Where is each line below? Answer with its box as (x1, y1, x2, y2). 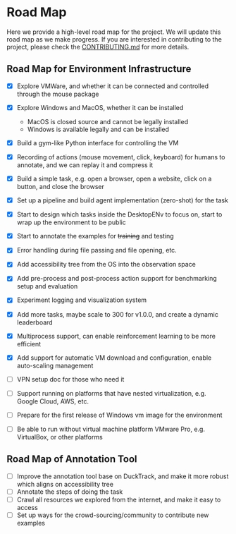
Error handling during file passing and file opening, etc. (16, 246, 177, 255)
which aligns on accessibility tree (16, 480, 114, 488)
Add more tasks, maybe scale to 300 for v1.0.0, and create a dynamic (16, 310, 219, 318)
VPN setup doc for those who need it (16, 375, 125, 383)
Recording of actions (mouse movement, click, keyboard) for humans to (16, 152, 225, 161)
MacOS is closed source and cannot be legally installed (27, 117, 188, 126)
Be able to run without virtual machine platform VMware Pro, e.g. (16, 425, 206, 433)
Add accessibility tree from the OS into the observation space (16, 260, 197, 269)
